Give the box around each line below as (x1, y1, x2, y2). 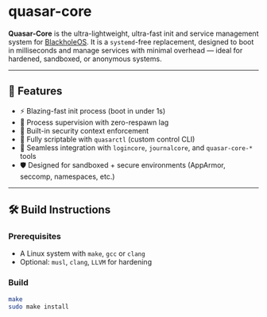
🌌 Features (8, 84, 63, 98)
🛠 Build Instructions (8, 203, 111, 217)
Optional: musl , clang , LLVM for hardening (19, 257, 153, 267)
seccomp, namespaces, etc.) (19, 172, 115, 181)
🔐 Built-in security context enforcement (19, 126, 149, 135)
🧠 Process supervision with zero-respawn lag (19, 118, 169, 127)
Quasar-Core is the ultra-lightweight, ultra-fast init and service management (8, 29, 259, 38)
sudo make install (8, 303, 69, 311)
